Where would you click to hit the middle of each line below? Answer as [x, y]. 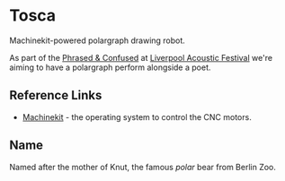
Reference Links [56, 95]
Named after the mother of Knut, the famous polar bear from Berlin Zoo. [143, 167]
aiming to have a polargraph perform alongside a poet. [110, 67]
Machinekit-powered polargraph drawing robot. [98, 40]
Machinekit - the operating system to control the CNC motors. [137, 116]
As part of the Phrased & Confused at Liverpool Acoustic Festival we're [141, 57]
